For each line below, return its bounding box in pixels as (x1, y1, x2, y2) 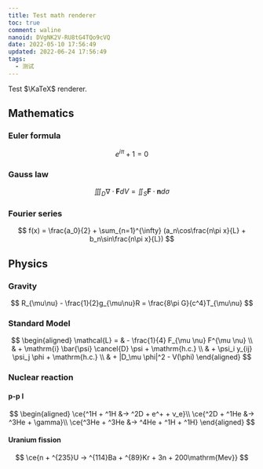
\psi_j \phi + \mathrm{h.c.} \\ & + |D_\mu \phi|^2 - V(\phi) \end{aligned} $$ (12, 352, 252, 362)
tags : (8, 56, 26, 64)
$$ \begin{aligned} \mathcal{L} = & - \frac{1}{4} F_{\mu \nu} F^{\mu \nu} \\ (10, 336, 254, 345)
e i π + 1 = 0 (115, 148, 149, 159)
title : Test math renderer (8, 11, 97, 20)
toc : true (8, 19, 41, 27)
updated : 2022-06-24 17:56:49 (8, 48, 108, 56)
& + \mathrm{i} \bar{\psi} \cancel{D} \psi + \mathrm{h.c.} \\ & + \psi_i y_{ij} (11, 344, 253, 354)
